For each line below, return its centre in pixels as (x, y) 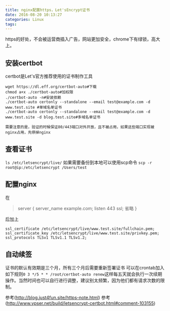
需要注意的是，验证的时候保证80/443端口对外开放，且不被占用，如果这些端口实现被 (80, 127)
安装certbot (24, 63)
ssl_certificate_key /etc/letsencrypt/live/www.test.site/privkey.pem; (82, 233)
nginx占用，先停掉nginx (28, 132)
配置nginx (21, 184)
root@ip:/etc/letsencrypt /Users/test (46, 167)
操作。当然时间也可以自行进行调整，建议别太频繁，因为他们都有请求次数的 (83, 280)
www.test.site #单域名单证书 (34, 108)
